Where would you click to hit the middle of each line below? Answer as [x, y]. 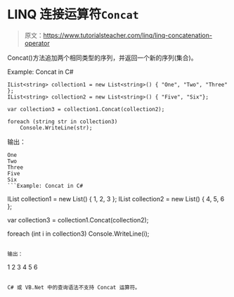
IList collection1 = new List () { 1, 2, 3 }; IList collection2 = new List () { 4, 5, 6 [116, 198]
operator [37, 43]
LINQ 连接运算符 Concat [73, 14]
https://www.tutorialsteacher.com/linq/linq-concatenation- [128, 35]
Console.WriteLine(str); [56, 127]
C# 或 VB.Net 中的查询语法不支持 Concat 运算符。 [74, 287]
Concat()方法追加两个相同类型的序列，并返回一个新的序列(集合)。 [102, 58]
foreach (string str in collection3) [63, 121]
